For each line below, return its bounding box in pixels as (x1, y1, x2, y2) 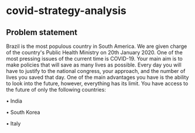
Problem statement (6, 27, 78, 37)
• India (6, 97, 22, 104)
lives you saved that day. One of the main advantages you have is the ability (6, 74, 189, 80)
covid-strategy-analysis (6, 4, 127, 17)
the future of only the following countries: (6, 86, 107, 93)
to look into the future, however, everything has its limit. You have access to (6, 80, 189, 87)
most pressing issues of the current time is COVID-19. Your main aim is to (6, 55, 183, 62)
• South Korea (6, 109, 40, 116)
